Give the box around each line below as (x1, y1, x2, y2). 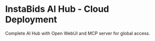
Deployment (5, 14, 57, 25)
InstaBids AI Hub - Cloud (5, 3, 109, 15)
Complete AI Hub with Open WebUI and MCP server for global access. (5, 30, 150, 36)
